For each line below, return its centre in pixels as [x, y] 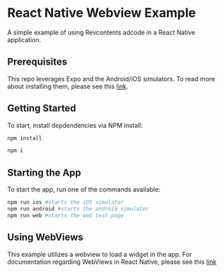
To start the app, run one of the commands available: [84, 189]
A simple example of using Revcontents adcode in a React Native [101, 32]
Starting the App [44, 172]
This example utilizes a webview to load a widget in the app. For [100, 254]
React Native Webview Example [102, 13]
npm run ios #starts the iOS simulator [66, 202]
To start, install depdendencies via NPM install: [75, 125]
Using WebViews [45, 238]
